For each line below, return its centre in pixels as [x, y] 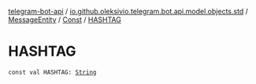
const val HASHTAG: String [52, 72]
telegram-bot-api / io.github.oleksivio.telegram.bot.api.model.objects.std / [128, 11]
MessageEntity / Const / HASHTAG [65, 20]
